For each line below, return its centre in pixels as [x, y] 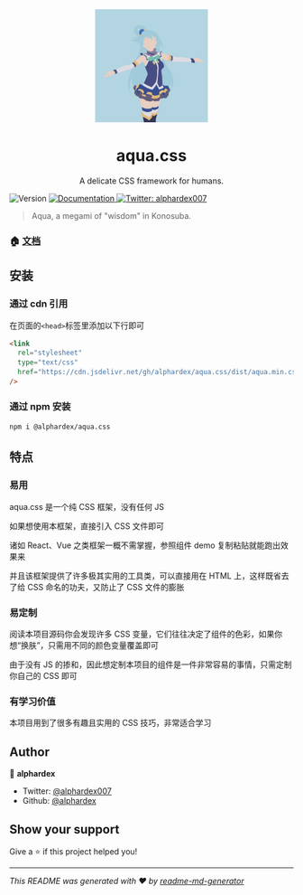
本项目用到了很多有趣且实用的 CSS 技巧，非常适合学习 [110, 723]
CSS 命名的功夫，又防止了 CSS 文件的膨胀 [106, 587]
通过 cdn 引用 [39, 304]
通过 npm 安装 [40, 406]
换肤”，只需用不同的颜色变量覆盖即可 [90, 645]
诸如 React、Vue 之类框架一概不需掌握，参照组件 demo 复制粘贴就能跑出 [145, 545]
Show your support [64, 829]
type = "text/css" [48, 363]
